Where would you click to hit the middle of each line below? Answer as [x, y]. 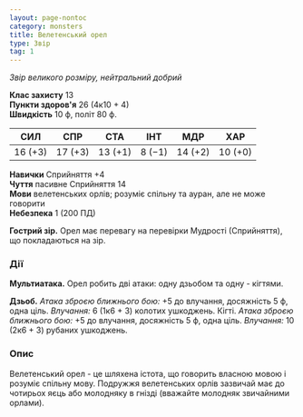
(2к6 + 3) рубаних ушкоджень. [69, 330]
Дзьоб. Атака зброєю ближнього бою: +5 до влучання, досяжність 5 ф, [149, 302]
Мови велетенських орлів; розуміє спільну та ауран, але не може [137, 194]
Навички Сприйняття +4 [57, 174]
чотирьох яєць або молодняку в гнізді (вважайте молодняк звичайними [150, 392]
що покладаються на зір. [58, 241]
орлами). [27, 402]
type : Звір [30, 43]
